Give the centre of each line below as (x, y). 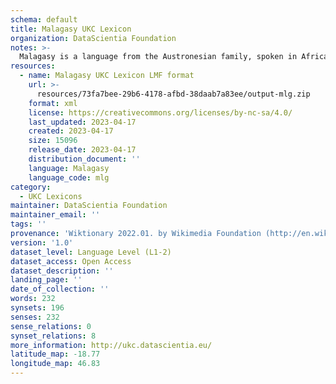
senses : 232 (35, 317)
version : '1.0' (42, 242)
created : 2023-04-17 (71, 131)
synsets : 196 (37, 308)
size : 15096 (53, 141)
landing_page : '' (46, 280)
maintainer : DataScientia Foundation (89, 206)
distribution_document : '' (84, 159)
